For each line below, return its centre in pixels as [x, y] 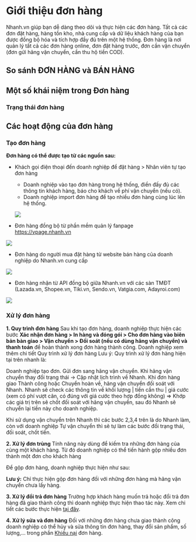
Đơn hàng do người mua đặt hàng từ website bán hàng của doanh [94, 254]
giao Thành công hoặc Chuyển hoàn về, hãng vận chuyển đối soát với [90, 383]
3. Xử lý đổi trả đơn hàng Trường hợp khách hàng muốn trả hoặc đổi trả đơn [98, 496]
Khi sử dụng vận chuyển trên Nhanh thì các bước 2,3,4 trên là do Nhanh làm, [98, 420]
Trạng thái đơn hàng [35, 107]
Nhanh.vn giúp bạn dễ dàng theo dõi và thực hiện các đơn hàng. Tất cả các [97, 27]
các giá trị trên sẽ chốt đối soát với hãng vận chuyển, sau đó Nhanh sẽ [91, 402]
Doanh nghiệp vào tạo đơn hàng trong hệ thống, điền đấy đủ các [101, 185]
